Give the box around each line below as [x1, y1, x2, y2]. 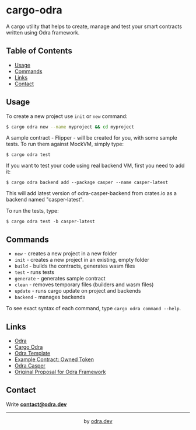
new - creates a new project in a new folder [14, 250, 117, 257]
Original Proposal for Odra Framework [14, 369, 106, 376]
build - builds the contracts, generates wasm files [14, 262, 135, 269]
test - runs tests [14, 269, 54, 276]
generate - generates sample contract [14, 275, 106, 282]
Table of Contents [6, 46, 73, 56]
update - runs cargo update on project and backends [14, 287, 141, 294]
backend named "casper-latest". [6, 196, 84, 203]
